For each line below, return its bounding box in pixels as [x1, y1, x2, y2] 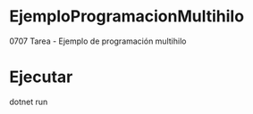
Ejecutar [9, 67, 73, 87]
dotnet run [9, 96, 48, 107]
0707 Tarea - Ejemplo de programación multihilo [9, 36, 187, 46]
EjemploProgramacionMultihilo [9, 6, 244, 27]
